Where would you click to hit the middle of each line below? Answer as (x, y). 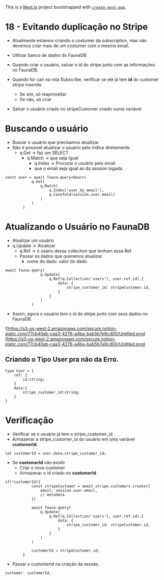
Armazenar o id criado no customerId (58, 473)
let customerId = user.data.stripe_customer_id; (56, 453)
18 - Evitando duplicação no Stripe (77, 27)
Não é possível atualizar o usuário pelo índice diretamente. (71, 147)
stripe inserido (27, 84)
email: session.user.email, (69, 490)
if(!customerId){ (23, 482)
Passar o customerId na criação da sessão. (56, 564)
